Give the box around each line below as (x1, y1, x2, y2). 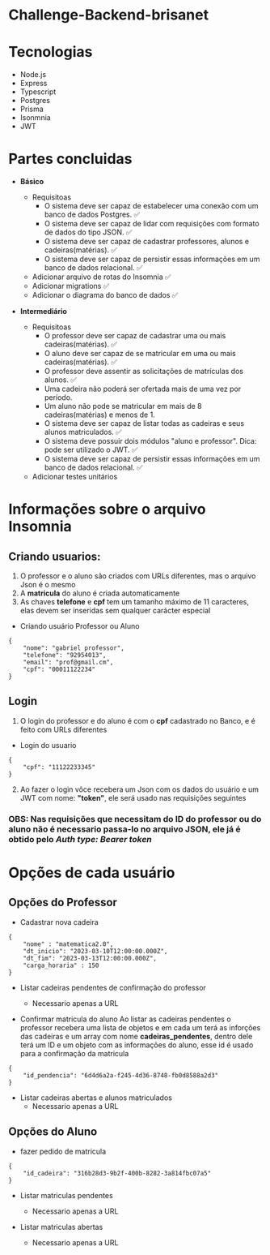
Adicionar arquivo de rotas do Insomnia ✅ (32, 272, 171, 282)
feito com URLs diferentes (19, 724, 108, 734)
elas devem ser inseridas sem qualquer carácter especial (19, 606, 211, 616)
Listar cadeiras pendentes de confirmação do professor (19, 982, 206, 992)
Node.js (19, 70, 47, 80)
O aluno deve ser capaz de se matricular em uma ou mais (44, 349, 236, 359)
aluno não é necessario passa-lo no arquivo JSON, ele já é (8, 823, 241, 835)
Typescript (19, 87, 57, 97)
